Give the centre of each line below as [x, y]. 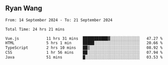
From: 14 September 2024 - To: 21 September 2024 [59, 20]
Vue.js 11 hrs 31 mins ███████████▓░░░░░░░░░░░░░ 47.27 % [84, 38]
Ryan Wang [24, 8]
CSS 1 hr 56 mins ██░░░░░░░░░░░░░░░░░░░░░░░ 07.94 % [84, 53]
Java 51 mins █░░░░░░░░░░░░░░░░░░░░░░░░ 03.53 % [84, 57]
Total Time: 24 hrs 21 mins [35, 29]
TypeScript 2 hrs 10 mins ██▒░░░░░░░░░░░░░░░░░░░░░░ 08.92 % [84, 48]
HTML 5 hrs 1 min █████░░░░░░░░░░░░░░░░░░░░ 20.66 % [84, 43]
